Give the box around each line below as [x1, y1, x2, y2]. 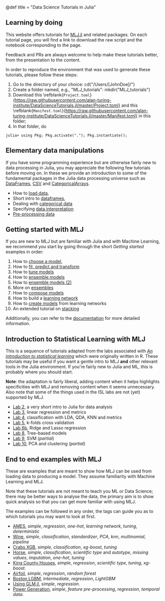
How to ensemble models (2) [12, 279, 72, 286]
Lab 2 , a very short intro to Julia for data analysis [12, 404, 113, 410]
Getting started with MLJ [5, 225, 84, 234]
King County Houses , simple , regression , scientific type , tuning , [12, 560, 143, 566]
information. [5, 321, 31, 327]
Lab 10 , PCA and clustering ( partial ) [12, 441, 85, 447]
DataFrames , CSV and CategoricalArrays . [5, 180, 90, 186]
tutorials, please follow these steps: [5, 72, 78, 78]
